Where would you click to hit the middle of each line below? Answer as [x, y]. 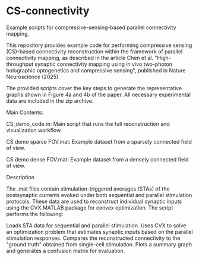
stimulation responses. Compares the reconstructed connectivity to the [93, 238]
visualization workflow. [34, 130]
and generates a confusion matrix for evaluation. [66, 251]
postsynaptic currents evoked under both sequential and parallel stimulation [99, 195]
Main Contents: [25, 112]
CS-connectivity [48, 11]
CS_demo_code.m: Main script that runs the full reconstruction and [88, 123]
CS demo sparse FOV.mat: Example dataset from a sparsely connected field [99, 141]
